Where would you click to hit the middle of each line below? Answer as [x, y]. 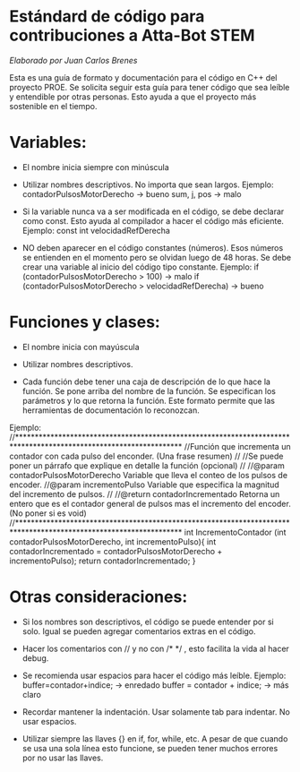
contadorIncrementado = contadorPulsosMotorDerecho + [116, 551]
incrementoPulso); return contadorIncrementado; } [103, 561]
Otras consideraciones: [99, 596]
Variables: [48, 143]
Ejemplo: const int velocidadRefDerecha [96, 230]
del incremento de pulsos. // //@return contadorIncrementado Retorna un [145, 493]
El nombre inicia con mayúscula [81, 347]
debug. [35, 658]
